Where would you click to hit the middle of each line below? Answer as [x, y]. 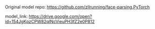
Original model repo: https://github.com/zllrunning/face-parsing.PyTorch [77, 7]
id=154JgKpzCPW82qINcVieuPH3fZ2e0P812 [50, 22]
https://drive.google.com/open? [60, 16]
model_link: [16, 16]
